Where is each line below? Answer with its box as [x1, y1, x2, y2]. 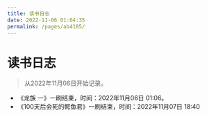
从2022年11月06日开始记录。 [24, 79, 108, 87]
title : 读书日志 [7, 10, 50, 17]
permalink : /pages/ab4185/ [7, 23, 85, 30]
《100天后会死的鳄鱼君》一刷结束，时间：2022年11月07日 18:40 [17, 102, 200, 111]
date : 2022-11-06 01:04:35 [7, 17, 85, 24]
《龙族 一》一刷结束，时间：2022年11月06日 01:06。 [17, 94, 168, 102]
